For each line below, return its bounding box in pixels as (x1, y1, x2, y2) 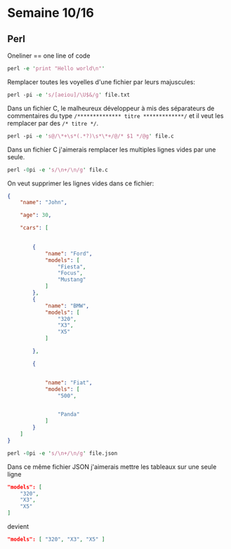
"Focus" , (57, 270, 83, 277)
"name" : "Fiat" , (44, 379, 93, 386)
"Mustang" (57, 276, 86, 284)
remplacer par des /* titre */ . (7, 119, 99, 127)
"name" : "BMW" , (44, 302, 90, 310)
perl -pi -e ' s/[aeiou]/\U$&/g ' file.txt (7, 91, 131, 98)
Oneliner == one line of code (7, 51, 91, 60)
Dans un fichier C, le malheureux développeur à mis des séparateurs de (7, 104, 215, 112)
